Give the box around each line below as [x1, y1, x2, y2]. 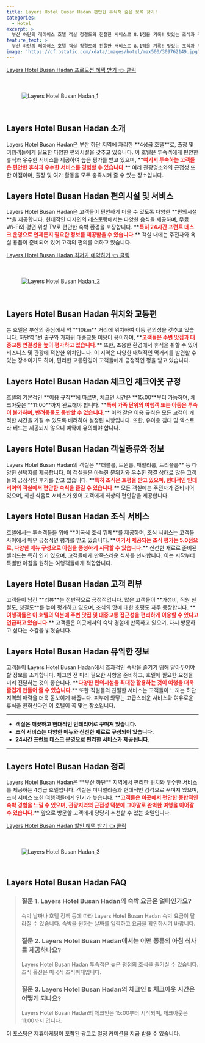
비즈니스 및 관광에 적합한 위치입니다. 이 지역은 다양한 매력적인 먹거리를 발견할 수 [6, 349, 197, 356]
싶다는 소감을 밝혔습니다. [12, 627, 72, 634]
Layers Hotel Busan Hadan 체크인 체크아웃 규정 [6, 376, 181, 387]
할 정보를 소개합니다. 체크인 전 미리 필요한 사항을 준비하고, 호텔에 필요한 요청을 [6, 672, 193, 679]
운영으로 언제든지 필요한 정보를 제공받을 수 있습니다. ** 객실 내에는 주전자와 [12, 231, 189, 238]
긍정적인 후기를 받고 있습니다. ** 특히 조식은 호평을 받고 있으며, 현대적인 [17, 476, 186, 483]
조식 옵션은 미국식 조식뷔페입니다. [21, 968, 102, 976]
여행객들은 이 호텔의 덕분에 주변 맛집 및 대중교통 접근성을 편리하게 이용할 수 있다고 [6, 612, 199, 619]
